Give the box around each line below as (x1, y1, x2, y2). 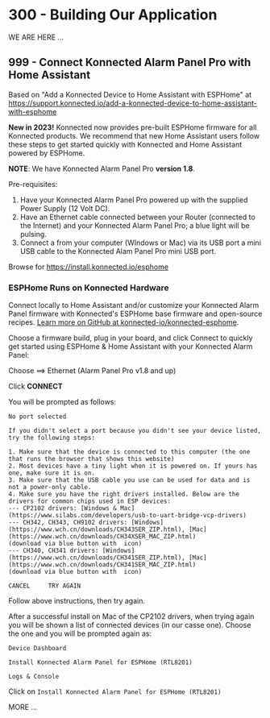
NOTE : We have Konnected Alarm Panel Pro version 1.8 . (8, 164, 196, 173)
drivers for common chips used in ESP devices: (8, 497, 172, 505)
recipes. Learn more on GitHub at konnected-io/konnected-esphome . (8, 317, 239, 327)
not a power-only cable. (8, 484, 92, 492)
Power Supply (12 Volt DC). (19, 203, 110, 213)
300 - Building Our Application (8, 6, 218, 24)
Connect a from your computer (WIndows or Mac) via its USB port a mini (19, 238, 262, 247)
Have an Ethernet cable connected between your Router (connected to (19, 212, 255, 222)
